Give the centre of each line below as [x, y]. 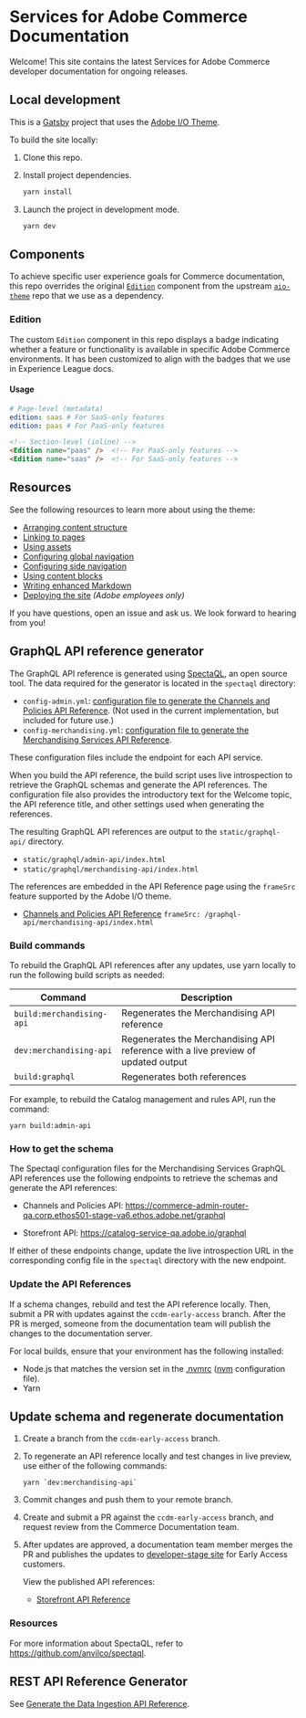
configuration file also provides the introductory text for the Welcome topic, [151, 794]
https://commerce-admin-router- [187, 1206]
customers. [44, 1565]
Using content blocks [62, 575]
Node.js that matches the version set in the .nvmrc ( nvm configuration [154, 1368]
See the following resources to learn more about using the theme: [133, 510]
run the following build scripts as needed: [87, 975]
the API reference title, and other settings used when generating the [137, 804]
